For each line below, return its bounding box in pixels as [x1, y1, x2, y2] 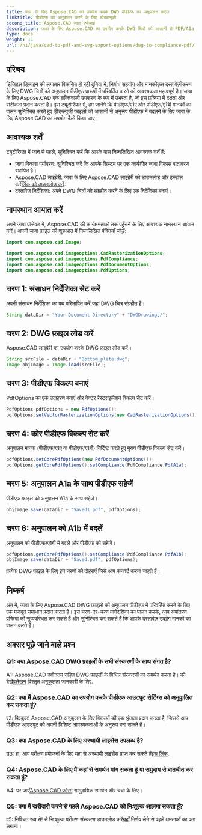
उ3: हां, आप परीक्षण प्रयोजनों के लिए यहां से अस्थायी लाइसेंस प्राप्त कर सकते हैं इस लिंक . [6, 750, 170, 758]
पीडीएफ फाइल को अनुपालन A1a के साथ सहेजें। [6, 494, 98, 502]
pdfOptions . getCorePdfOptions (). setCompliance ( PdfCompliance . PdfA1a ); [6, 462, 187, 469]
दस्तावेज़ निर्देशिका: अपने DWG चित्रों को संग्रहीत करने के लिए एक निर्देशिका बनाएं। [14, 187, 171, 194]
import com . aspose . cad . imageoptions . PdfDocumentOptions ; [6, 261, 152, 267]
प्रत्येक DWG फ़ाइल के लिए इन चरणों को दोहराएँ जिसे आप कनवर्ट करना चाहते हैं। [6, 568, 161, 575]
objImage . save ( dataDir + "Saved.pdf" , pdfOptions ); [6, 557, 138, 563]
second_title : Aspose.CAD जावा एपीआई [6, 20, 95, 26]
